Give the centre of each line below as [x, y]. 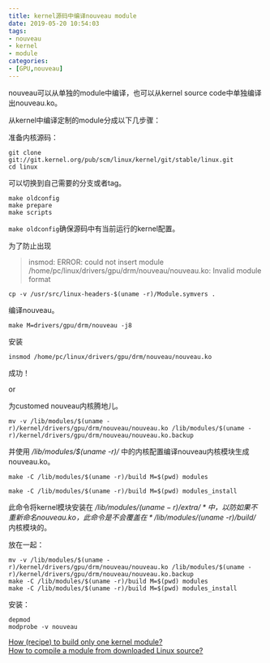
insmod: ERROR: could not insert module [96, 262]
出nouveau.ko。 [35, 103]
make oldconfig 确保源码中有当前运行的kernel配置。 [94, 229]
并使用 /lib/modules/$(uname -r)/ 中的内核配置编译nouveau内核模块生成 [129, 451]
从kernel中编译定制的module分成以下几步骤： [84, 120]
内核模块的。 [30, 527]
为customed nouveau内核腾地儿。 [66, 405]
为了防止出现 [30, 246]
